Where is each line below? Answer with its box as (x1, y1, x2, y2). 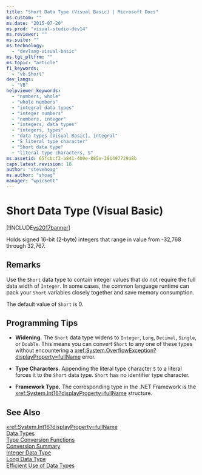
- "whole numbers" (12, 99, 59, 105)
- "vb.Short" (12, 71, 45, 77)
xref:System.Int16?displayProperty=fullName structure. (15, 390, 153, 397)
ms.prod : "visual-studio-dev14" (6, 25, 88, 32)
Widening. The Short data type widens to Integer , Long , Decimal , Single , (15, 334, 197, 341)
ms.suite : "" (6, 37, 39, 43)
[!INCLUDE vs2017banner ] (6, 224, 71, 231)
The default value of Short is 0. (6, 301, 84, 308)
